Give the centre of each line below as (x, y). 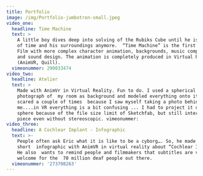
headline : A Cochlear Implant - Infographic (69, 130)
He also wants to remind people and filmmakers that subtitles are (105, 152)
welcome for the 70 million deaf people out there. (85, 158)
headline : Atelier (35, 79)
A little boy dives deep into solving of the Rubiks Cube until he (104, 40)
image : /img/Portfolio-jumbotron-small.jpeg (63, 18)
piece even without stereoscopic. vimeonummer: (78, 119)
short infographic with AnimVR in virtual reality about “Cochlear (105, 147)
